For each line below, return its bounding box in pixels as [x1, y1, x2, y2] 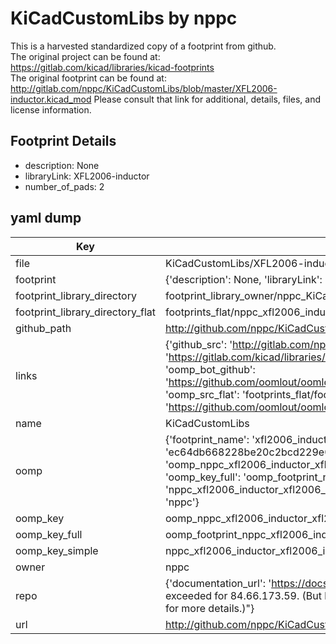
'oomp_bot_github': [164, 362, 256, 376]
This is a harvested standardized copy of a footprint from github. [10, 40, 277, 52]
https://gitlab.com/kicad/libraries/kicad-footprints [10, 61, 215, 73]
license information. [10, 103, 92, 116]
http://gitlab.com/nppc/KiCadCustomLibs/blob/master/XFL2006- [10, 82, 278, 94]
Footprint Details [10, 133, 117, 150]
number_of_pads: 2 [24, 180, 105, 192]
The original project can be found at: [10, 50, 161, 62]
